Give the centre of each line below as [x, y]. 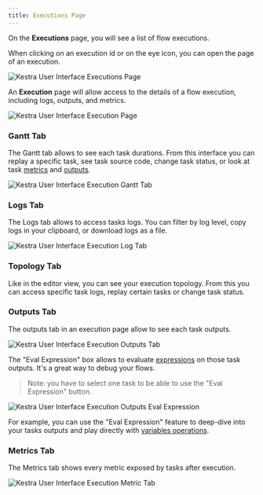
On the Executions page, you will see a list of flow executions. [109, 38]
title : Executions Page [47, 15]
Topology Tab [35, 266]
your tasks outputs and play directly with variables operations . [109, 430]
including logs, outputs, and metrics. [67, 100]
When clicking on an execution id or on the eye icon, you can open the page [131, 53]
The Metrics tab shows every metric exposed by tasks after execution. [122, 467]
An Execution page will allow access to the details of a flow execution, [122, 92]
